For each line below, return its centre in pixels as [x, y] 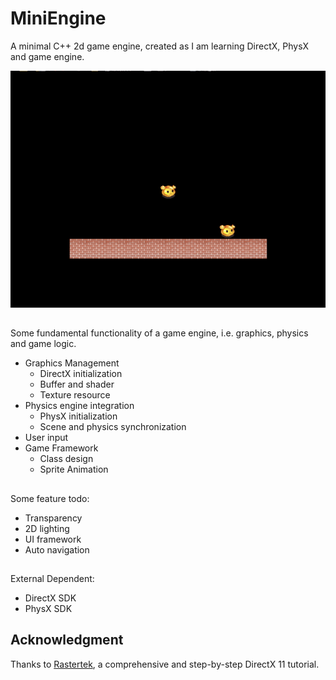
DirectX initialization [81, 374]
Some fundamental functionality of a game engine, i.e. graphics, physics [159, 333]
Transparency [53, 518]
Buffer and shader [77, 384]
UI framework [53, 539]
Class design [66, 459]
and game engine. [47, 56]
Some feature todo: [50, 498]
